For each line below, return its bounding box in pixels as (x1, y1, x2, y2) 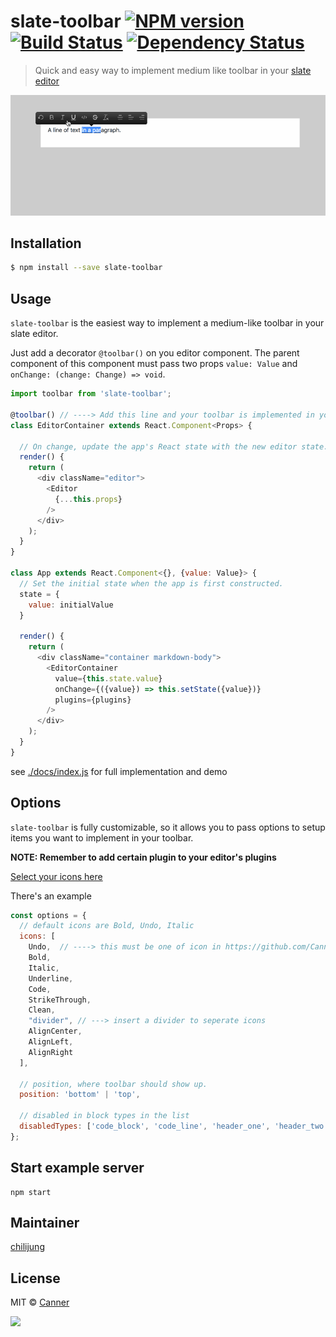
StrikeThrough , (28, 995, 92, 1005)
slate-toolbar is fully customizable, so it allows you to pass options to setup (10, 821, 326, 833)
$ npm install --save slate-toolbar (10, 263, 163, 273)
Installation (10, 235, 82, 252)
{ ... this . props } (54, 494, 123, 504)
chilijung (10, 1241, 45, 1253)
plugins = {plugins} (54, 695, 132, 705)
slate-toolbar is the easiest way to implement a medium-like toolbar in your (10, 317, 325, 329)
